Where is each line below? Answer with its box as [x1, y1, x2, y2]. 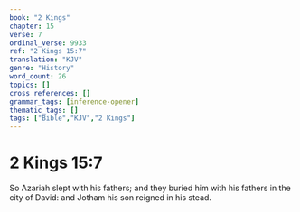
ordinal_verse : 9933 [9, 38, 88, 48]
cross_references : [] [9, 88, 91, 97]
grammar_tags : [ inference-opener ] [9, 97, 140, 106]
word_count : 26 [9, 72, 67, 81]
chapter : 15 [9, 22, 54, 31]
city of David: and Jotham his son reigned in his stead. [9, 192, 212, 203]
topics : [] [9, 80, 51, 89]
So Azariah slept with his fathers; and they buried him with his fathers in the [9, 182, 291, 194]
